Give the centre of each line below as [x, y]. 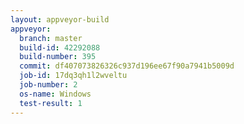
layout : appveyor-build [60, 19]
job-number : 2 [48, 85]
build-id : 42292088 [60, 47]
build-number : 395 [58, 57]
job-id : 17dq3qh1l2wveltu [73, 76]
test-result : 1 [51, 103]
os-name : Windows [55, 94]
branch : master [51, 38]
